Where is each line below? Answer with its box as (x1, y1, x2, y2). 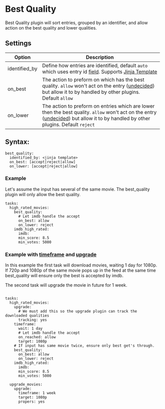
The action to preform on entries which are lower (42, 102, 155, 109)
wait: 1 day (18, 326, 43, 331)
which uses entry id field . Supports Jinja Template (42, 68, 158, 75)
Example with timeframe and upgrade (5, 251, 97, 258)
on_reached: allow (18, 335, 56, 340)
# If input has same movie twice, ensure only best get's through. (14, 343, 155, 349)
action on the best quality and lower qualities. (5, 25, 97, 30)
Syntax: (5, 138, 29, 146)
